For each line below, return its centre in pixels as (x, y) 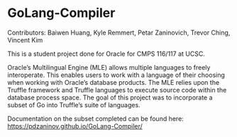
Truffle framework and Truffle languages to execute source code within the (117, 90)
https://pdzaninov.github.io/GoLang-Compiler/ (75, 126)
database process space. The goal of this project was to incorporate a (110, 97)
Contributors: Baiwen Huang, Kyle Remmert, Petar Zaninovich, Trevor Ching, (119, 32)
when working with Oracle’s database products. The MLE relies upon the (114, 82)
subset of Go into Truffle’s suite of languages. (74, 105)
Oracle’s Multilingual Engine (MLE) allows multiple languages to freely (109, 67)
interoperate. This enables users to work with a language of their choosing (116, 75)
